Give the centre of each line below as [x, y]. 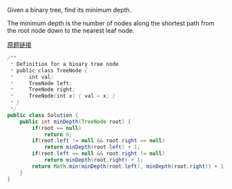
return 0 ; [58, 134]
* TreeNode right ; [43, 90]
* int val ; [32, 77]
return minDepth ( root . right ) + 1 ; [94, 160]
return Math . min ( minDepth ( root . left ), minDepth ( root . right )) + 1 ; [129, 166]
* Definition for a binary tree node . [66, 64]
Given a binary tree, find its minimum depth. [69, 10]
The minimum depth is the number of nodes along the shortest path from [111, 23]
